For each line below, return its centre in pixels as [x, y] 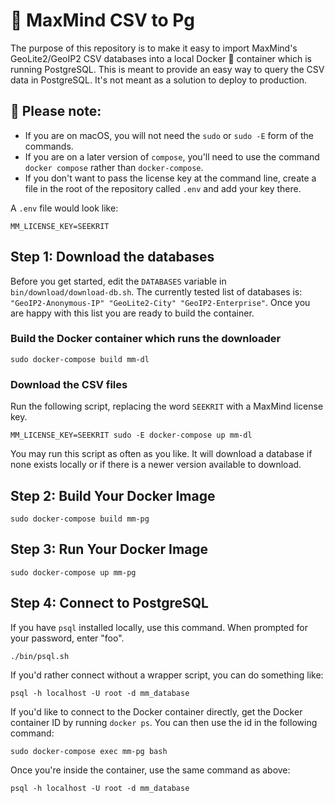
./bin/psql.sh [40, 656]
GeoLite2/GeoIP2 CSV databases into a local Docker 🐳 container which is [161, 58]
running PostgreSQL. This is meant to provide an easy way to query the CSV [167, 69]
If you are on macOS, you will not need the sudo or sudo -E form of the [169, 135]
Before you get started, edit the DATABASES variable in [118, 281]
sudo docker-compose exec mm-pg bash [89, 751]
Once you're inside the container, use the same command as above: [150, 770]
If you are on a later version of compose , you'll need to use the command [172, 156]
